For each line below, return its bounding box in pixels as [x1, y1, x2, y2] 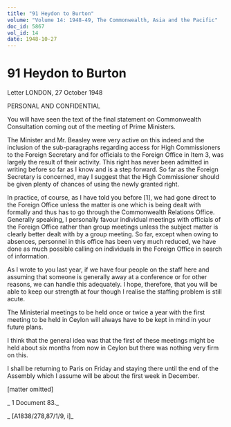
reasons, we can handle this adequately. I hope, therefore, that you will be [7, 281, 218, 289]
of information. [7, 252, 50, 260]
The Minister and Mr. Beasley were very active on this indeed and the [7, 136, 205, 144]
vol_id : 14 [7, 29, 39, 37]
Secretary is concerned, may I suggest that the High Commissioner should [7, 173, 220, 181]
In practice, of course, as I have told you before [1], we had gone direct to [7, 193, 216, 202]
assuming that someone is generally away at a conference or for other [7, 273, 207, 281]
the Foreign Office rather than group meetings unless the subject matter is [7, 222, 219, 231]
